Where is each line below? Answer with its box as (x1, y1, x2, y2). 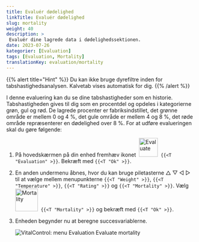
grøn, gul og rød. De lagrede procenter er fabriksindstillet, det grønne (6, 107, 178, 114)
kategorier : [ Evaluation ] (6, 48, 71, 54)
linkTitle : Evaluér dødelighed (6, 14, 85, 20)
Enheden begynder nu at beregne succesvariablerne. (14, 217, 147, 225)
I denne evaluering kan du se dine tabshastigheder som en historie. (6, 94, 173, 101)
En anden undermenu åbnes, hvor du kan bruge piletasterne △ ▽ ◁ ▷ (14, 169, 191, 176)
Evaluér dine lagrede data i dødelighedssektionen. (8, 37, 141, 43)
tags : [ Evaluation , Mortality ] (6, 54, 85, 60)
